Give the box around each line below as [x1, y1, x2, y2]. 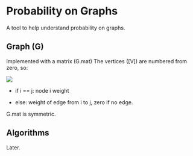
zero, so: [6, 64, 28, 71]
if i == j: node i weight [14, 87, 69, 94]
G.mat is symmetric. [6, 110, 56, 117]
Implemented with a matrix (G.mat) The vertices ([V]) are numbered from [6, 57, 188, 64]
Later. [6, 143, 21, 151]
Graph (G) [6, 42, 44, 52]
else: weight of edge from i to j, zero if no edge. [14, 98, 133, 106]
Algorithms [6, 128, 49, 138]
